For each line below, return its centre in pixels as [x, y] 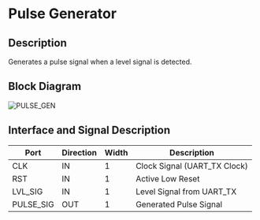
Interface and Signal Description [89, 131]
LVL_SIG [28, 192]
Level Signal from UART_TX [186, 192]
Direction [79, 152]
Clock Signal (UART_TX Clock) [191, 166]
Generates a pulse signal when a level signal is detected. [100, 62]
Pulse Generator [62, 14]
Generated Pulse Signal [179, 204]
